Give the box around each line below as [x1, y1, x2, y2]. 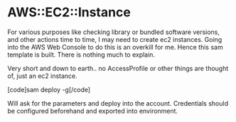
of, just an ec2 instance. [7, 72, 78, 80]
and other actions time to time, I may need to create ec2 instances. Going [7, 35, 222, 43]
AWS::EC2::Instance [7, 4, 132, 21]
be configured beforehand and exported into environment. [7, 106, 178, 115]
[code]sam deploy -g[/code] [7, 85, 91, 94]
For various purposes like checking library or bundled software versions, [7, 28, 220, 36]
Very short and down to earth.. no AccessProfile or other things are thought [7, 64, 229, 72]
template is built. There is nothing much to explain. [7, 50, 155, 59]
